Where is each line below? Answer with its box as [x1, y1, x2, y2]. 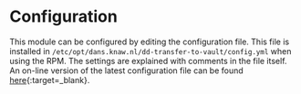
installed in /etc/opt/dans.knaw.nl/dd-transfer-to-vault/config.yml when [9, 45, 292, 56]
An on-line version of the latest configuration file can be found [9, 65, 244, 76]
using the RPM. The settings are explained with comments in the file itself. [9, 55, 287, 66]
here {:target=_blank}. [9, 74, 90, 85]
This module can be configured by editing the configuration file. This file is [9, 36, 290, 47]
